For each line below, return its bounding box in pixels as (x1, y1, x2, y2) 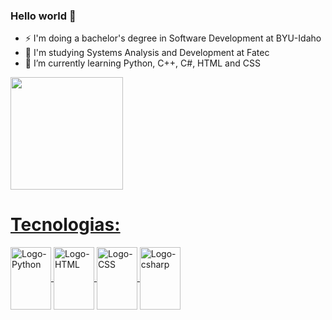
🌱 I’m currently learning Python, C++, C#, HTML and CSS (24, 57, 261, 69)
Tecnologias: (10, 214, 121, 236)
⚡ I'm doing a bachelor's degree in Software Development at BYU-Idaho (24, 32, 322, 44)
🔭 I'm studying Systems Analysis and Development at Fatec (24, 47, 270, 59)
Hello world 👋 (10, 9, 77, 23)
